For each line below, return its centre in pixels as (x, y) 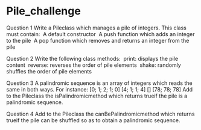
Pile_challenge (44, 11)
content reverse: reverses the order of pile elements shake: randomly (94, 65)
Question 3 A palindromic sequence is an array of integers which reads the (99, 83)
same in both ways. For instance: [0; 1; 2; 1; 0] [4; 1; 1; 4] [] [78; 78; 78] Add (100, 89)
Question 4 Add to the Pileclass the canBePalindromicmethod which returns (101, 114)
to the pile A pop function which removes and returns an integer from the (98, 40)
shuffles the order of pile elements (49, 71)
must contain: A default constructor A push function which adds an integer (101, 34)
